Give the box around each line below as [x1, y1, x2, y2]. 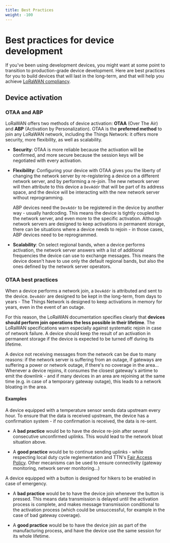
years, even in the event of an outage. [5, 304, 86, 310]
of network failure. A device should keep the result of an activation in [5, 330, 151, 337]
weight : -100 [5, 12, 33, 17]
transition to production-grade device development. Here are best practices [5, 68, 165, 74]
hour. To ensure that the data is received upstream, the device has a [5, 412, 149, 419]
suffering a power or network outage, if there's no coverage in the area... [5, 362, 159, 368]
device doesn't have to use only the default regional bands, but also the [12, 258, 164, 264]
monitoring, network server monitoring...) [12, 465, 100, 471]
